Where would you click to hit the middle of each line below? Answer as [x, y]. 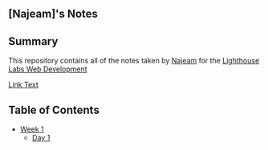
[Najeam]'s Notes [53, 14]
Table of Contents [54, 109]
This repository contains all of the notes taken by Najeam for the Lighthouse [134, 61]
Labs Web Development [48, 69]
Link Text [23, 85]
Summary [33, 41]
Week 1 [32, 129]
